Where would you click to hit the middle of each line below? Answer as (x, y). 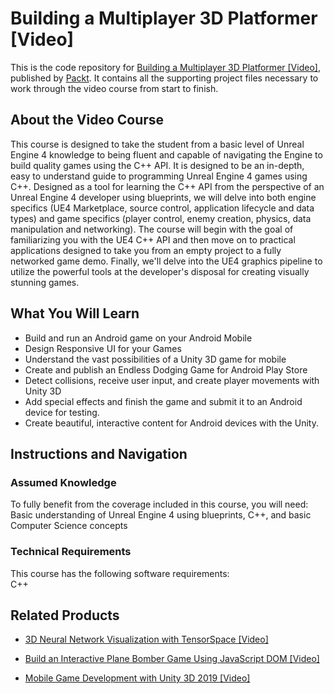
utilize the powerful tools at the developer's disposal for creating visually (160, 271)
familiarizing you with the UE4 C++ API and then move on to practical (153, 239)
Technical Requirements (71, 552)
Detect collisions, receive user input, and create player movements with (172, 380)
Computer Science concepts (69, 526)
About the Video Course (87, 120)
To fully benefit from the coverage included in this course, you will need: (159, 504)
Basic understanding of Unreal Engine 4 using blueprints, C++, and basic (161, 515)
